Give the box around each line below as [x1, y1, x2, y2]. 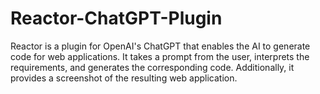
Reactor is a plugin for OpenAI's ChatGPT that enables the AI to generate [10, 40, 311, 52]
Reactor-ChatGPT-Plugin [10, 7, 223, 30]
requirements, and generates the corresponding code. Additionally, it [10, 61, 295, 73]
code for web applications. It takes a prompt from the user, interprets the [10, 50, 310, 62]
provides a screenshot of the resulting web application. [10, 72, 238, 84]
